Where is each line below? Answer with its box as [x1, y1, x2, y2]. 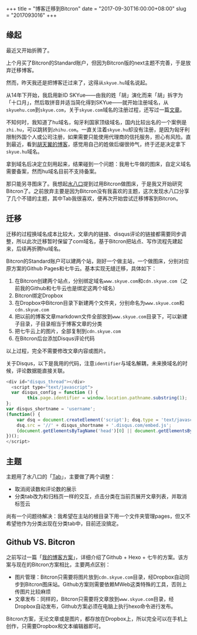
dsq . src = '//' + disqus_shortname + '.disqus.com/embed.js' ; [16, 422, 172, 428]
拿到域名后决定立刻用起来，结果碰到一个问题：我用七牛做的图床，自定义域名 [6, 160, 191, 167]
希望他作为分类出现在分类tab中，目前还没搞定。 [6, 519, 122, 527]
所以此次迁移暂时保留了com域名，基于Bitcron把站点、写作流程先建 [16, 237, 178, 245]
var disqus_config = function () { [11, 389, 98, 396]
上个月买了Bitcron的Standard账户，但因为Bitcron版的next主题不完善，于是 [6, 59, 186, 66]
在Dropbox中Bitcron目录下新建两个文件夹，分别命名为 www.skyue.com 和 [14, 299, 185, 306]
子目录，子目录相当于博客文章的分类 [14, 320, 103, 327]
